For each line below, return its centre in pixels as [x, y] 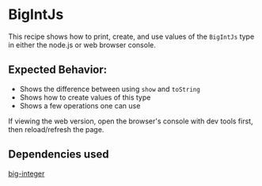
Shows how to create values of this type [85, 97]
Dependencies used [59, 155]
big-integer [27, 173]
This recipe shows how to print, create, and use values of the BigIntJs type [131, 36]
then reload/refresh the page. [56, 129]
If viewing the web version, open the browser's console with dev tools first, [131, 121]
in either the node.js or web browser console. [82, 44]
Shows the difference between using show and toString [110, 89]
